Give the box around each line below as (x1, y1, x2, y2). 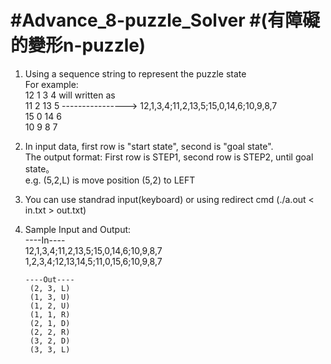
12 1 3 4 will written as (24, 89, 116, 101)
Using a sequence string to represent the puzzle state (24, 67, 247, 80)
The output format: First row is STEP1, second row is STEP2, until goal (24, 151, 314, 163)
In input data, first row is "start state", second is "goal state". (24, 140, 274, 152)
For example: (24, 78, 79, 90)
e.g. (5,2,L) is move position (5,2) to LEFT (24, 174, 196, 186)
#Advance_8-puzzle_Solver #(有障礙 (10, 9, 320, 32)
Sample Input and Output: (24, 223, 132, 235)
